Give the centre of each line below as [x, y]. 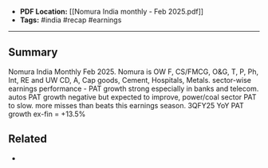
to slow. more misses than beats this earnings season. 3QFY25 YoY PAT [126, 105]
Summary [33, 52]
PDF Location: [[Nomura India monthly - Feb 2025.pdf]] [112, 12]
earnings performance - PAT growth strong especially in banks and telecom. [134, 88]
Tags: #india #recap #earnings [71, 20]
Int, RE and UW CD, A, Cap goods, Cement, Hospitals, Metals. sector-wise [130, 80]
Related [28, 139]
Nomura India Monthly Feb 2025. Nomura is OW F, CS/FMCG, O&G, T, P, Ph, [134, 72]
